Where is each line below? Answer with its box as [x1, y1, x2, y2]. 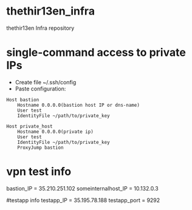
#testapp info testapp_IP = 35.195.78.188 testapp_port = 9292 [6, 196, 160, 204]
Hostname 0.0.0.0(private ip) [17, 129, 94, 135]
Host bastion [6, 97, 39, 103]
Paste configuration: [15, 85, 66, 92]
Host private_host [6, 123, 53, 129]
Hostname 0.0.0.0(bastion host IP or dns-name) [17, 102, 140, 108]
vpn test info [6, 165, 72, 178]
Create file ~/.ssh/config [15, 78, 77, 86]
